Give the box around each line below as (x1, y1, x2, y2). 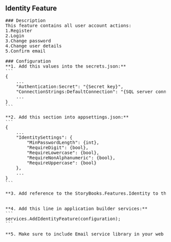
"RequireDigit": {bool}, (26, 144, 89, 150)
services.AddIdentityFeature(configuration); (5, 216, 121, 222)
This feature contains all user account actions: (5, 22, 132, 28)
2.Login (5, 33, 24, 39)
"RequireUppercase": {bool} (26, 160, 97, 166)
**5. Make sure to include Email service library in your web (5, 231, 164, 237)
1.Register (5, 27, 33, 34)
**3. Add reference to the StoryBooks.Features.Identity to (5, 190, 159, 196)
